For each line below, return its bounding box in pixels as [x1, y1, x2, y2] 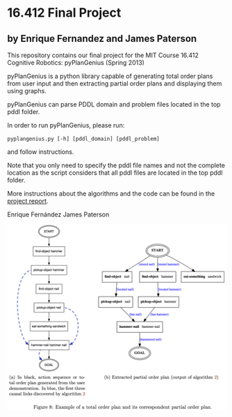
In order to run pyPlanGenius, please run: [7, 121, 125, 129]
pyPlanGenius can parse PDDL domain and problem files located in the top [7, 100, 221, 109]
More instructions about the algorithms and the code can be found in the [7, 189, 215, 198]
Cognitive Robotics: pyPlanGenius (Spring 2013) [7, 58, 144, 67]
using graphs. [7, 87, 47, 95]
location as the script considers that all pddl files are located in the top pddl [7, 168, 223, 177]
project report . [7, 197, 49, 205]
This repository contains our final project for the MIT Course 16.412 [7, 51, 199, 59]
